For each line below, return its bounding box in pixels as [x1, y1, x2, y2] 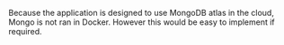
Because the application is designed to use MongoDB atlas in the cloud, [8, 8, 275, 18]
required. [8, 26, 42, 36]
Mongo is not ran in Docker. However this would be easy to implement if [8, 17, 275, 27]
